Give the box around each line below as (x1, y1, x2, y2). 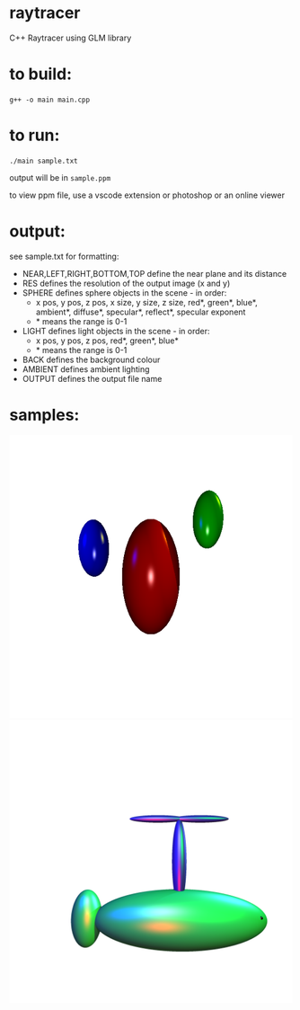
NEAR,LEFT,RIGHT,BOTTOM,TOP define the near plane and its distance (22, 268, 287, 279)
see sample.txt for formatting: (9, 251, 119, 261)
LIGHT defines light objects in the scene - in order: (22, 325, 210, 336)
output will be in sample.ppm (9, 172, 111, 182)
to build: (9, 64, 73, 84)
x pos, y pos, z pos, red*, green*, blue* (35, 335, 180, 346)
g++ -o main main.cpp (9, 95, 91, 104)
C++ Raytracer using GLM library (9, 32, 132, 43)
